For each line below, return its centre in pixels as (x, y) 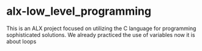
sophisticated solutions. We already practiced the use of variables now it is (101, 34)
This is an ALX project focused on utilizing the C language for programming (101, 28)
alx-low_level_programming (79, 11)
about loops (21, 41)
